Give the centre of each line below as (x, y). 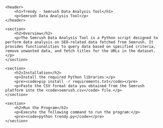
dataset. (147, 51)
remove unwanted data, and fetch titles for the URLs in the (70, 51)
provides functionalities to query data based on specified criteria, (80, 46)
